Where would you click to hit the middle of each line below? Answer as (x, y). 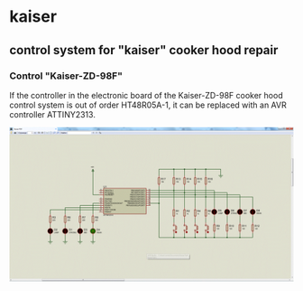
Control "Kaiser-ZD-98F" (66, 76)
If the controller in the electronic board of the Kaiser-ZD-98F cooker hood (146, 95)
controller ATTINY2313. (53, 114)
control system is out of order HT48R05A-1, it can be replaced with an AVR (148, 105)
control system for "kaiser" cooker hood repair (144, 50)
